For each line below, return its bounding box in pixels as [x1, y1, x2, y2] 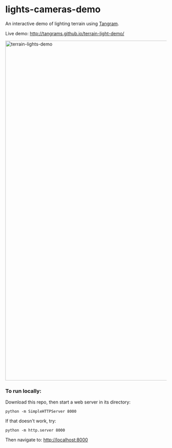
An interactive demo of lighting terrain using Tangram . [5, 20, 119, 27]
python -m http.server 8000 [5, 428, 66, 433]
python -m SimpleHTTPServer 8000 [5, 409, 77, 414]
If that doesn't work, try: [5, 418, 56, 424]
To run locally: [5, 387, 42, 394]
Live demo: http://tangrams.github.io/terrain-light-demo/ [5, 30, 124, 36]
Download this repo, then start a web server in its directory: [5, 399, 131, 405]
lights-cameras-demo [5, 4, 101, 15]
